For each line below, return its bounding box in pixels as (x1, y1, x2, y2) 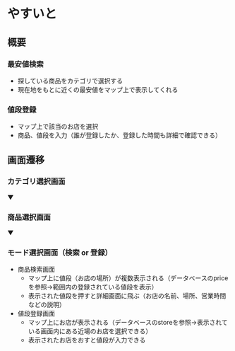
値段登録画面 (17, 309, 55, 318)
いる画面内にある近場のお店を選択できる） (28, 327, 152, 335)
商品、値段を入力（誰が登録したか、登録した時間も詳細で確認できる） (17, 131, 222, 139)
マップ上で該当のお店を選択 (17, 122, 99, 131)
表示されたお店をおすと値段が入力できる (28, 336, 146, 345)
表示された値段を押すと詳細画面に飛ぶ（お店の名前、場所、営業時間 (28, 292, 227, 300)
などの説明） (28, 301, 66, 309)
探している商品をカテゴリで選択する (17, 76, 123, 85)
